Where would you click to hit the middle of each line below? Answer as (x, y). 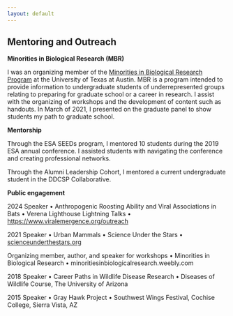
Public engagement (36, 193)
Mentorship (24, 130)
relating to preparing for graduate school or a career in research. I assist (111, 94)
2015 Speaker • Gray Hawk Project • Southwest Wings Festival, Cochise (111, 298)
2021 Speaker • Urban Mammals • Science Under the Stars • (95, 235)
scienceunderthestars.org (44, 242)
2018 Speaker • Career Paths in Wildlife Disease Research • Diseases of (111, 277)
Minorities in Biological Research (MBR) (66, 59)
